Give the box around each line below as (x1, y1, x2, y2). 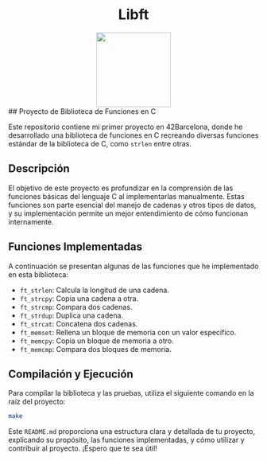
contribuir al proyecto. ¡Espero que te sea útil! (8, 443, 157, 453)
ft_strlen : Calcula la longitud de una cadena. (19, 285, 169, 295)
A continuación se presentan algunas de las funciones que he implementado (8, 261, 259, 271)
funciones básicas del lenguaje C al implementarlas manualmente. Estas (8, 191, 245, 201)
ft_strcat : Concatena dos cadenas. (19, 318, 138, 328)
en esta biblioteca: (8, 269, 69, 279)
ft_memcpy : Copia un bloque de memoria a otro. (19, 336, 174, 346)
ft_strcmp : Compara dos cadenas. (19, 302, 133, 311)
